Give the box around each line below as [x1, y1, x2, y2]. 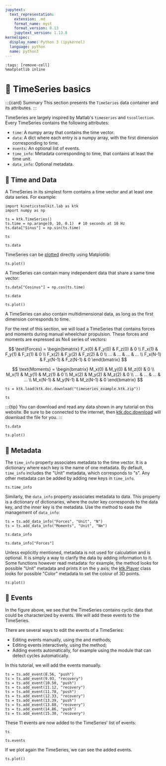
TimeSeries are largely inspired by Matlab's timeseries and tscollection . [5, 115, 155, 121]
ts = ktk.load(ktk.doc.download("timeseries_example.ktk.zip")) [5, 386, 141, 392]
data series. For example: [5, 194, 57, 200]
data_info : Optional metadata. [12, 161, 74, 167]
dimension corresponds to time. [5, 316, 70, 322]
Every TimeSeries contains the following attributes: [5, 120, 110, 126]
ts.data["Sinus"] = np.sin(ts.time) [5, 226, 81, 231]
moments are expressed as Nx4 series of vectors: [5, 337, 107, 342]
